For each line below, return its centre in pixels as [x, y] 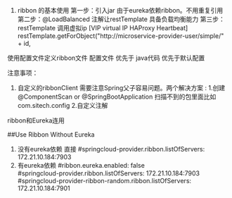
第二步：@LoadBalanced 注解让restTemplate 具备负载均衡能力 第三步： [121, 19]
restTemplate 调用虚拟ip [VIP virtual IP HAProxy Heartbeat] [103, 28]
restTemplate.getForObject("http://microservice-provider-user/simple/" [121, 36]
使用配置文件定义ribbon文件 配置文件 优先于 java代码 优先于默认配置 [106, 58]
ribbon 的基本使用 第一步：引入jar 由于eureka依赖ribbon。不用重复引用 [120, 10]
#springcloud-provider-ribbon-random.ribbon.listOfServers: [104, 181]
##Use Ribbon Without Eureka [51, 135]
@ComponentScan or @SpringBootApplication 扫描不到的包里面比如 [117, 97]
